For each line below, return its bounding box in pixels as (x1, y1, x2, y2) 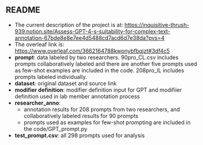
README (6, 5, 40, 15)
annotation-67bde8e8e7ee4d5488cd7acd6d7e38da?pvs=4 (14, 34, 165, 42)
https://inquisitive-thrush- (124, 21, 190, 28)
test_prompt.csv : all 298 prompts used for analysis (14, 132, 145, 139)
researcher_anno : (14, 99, 61, 106)
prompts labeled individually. (14, 73, 87, 80)
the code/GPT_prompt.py (23, 125, 87, 132)
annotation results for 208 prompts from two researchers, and (23, 105, 180, 113)
